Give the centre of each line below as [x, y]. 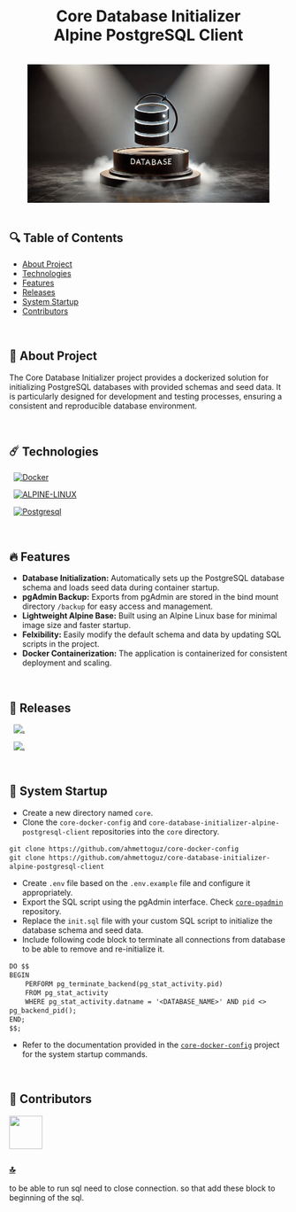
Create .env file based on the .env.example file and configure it [136, 882]
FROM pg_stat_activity [67, 993]
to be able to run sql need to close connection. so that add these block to [142, 1188]
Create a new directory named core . [87, 812]
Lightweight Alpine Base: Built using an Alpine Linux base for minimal [149, 616]
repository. [42, 911]
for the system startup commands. [85, 1054]
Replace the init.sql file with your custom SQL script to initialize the [147, 921]
